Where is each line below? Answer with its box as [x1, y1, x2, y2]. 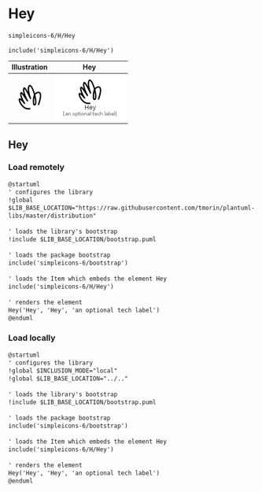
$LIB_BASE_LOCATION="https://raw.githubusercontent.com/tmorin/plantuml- [8, 204, 256, 212]
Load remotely [8, 161, 65, 172]
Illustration [11, 62, 49, 72]
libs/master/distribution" [8, 212, 97, 220]
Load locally [8, 332, 56, 343]
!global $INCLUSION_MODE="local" [8, 367, 118, 375]
